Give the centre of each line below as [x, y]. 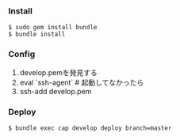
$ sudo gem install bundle [53, 28]
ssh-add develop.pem [56, 91]
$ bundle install [37, 34]
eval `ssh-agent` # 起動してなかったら [82, 82]
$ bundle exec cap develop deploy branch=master [90, 128]
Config [22, 55]
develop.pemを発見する [58, 72]
